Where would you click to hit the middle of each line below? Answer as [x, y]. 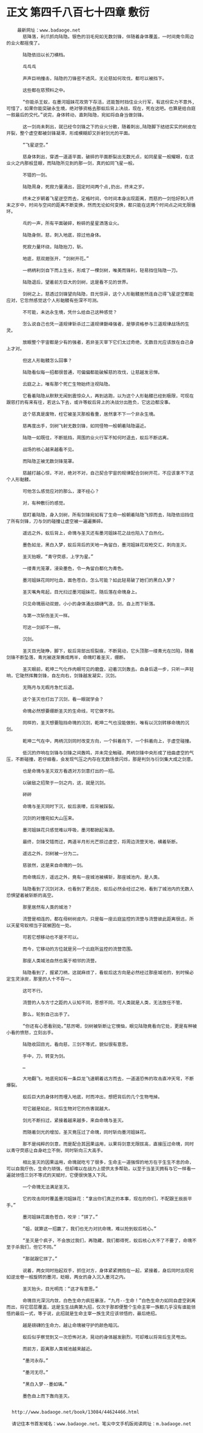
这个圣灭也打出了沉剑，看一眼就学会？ [63, 699]
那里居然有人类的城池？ [47, 907]
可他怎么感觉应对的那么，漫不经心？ [61, 491]
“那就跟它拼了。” [40, 1259]
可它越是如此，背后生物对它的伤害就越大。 [68, 1109]
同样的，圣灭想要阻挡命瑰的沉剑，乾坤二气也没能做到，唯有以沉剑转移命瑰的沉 [106, 723]
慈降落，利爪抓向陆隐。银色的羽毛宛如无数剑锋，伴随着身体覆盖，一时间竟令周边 [108, 36]
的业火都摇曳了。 [25, 43]
